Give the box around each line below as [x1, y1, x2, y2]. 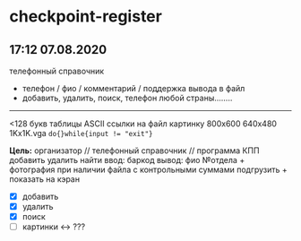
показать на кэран [9, 174, 81, 185]
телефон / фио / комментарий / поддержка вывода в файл [21, 83, 245, 93]
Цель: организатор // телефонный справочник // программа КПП [9, 145, 260, 156]
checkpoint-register [9, 6, 163, 27]
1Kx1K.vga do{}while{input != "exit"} [9, 128, 153, 138]
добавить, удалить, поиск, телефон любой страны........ [21, 92, 233, 103]
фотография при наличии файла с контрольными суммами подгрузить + [9, 164, 288, 175]
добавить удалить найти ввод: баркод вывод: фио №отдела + [9, 155, 245, 165]
